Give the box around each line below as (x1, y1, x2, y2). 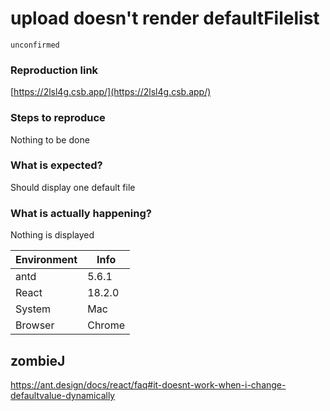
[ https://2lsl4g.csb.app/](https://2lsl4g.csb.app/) (10, 86, 212, 98)
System (15, 302, 52, 316)
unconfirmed (10, 40, 60, 50)
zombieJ (10, 352, 66, 369)
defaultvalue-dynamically (10, 389, 116, 401)
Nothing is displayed (10, 229, 95, 241)
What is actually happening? (10, 206, 152, 220)
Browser (15, 318, 55, 332)
